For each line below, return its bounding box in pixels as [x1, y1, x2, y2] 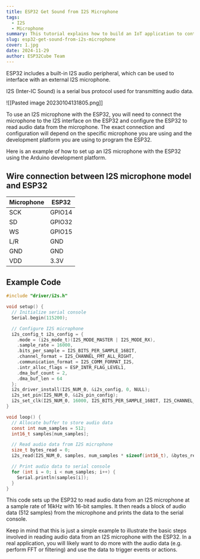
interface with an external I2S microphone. [6, 76, 111, 83]
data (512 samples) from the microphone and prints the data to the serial [6, 509, 184, 517]
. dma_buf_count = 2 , [17, 370, 68, 376]
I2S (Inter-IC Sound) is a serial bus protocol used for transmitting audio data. [6, 87, 193, 94]
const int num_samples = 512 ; [11, 425, 86, 431]
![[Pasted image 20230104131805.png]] [6, 99, 103, 106]
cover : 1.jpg [6, 42, 39, 48]
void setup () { [6, 304, 44, 310]
